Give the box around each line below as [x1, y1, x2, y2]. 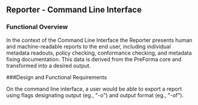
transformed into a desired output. [6, 62, 91, 69]
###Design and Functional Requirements [6, 73, 107, 80]
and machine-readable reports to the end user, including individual [6, 43, 171, 50]
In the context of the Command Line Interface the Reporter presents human [6, 36, 193, 44]
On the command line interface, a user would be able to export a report [6, 85, 182, 92]
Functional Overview [6, 23, 68, 31]
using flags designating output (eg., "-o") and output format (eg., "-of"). [6, 91, 184, 98]
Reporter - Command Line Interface [6, 5, 142, 15]
